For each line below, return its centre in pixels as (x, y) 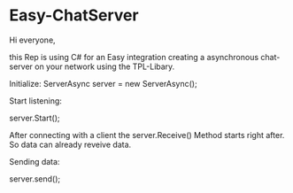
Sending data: (35, 161)
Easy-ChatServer (74, 15)
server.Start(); (35, 118)
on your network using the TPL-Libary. (105, 66)
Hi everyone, (32, 40)
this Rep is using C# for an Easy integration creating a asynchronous (134, 57)
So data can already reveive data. (70, 144)
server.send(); (35, 179)
